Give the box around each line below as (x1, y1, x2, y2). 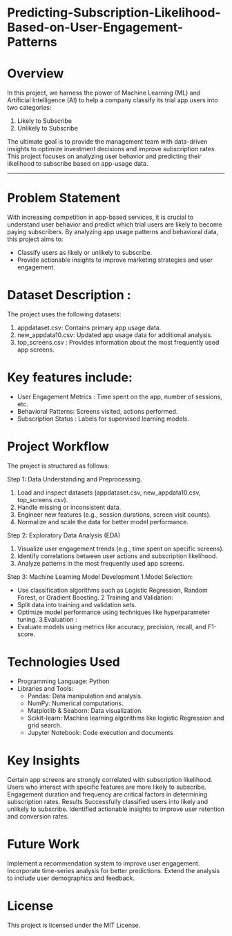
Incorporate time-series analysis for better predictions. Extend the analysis (7, 866, 220, 875)
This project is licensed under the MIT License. (7, 921, 141, 929)
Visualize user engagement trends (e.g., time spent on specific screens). (17, 544, 224, 553)
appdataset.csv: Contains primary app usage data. (17, 323, 162, 332)
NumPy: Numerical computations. (27, 699, 124, 707)
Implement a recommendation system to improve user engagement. (7, 859, 200, 868)
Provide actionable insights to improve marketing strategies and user (17, 256, 213, 264)
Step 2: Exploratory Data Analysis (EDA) (7, 531, 121, 539)
